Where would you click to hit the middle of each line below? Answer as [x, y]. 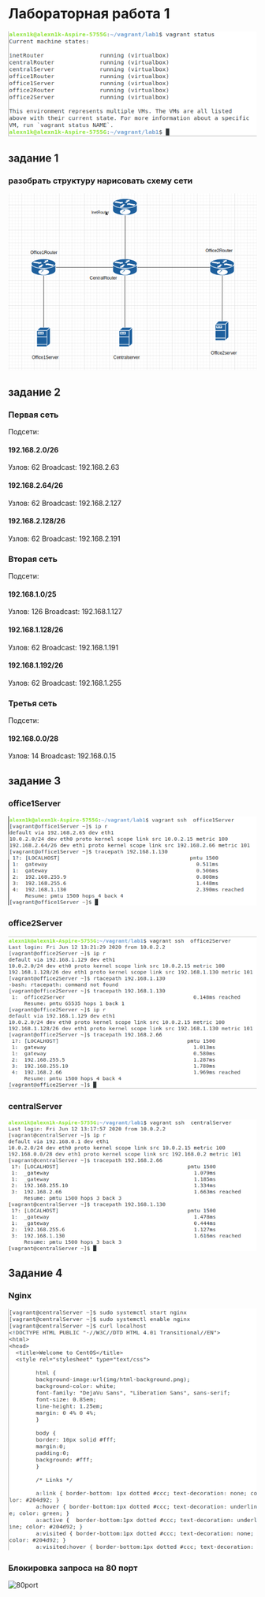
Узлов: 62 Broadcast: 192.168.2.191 [64, 538]
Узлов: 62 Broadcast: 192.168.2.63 [64, 467]
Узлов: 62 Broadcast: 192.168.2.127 [65, 503]
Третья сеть [33, 703]
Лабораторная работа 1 [89, 14]
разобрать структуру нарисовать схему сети [101, 181]
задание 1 [34, 158]
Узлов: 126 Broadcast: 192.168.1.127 [65, 612]
